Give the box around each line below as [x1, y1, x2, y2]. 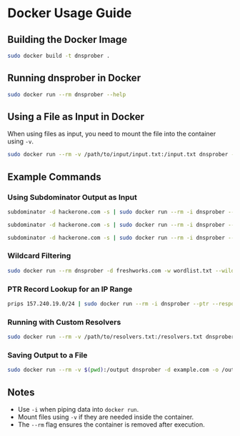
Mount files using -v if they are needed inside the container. [17, 412, 194, 422]
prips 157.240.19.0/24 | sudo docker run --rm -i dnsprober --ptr [7, 300, 209, 308]
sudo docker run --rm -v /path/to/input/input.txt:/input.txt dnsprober [7, 151, 229, 158]
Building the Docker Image [7, 34, 128, 46]
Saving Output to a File [7, 350, 88, 360]
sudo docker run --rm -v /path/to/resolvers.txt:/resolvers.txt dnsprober [7, 333, 235, 340]
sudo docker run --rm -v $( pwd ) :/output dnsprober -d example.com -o [7, 366, 219, 374]
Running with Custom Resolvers [7, 317, 121, 327]
